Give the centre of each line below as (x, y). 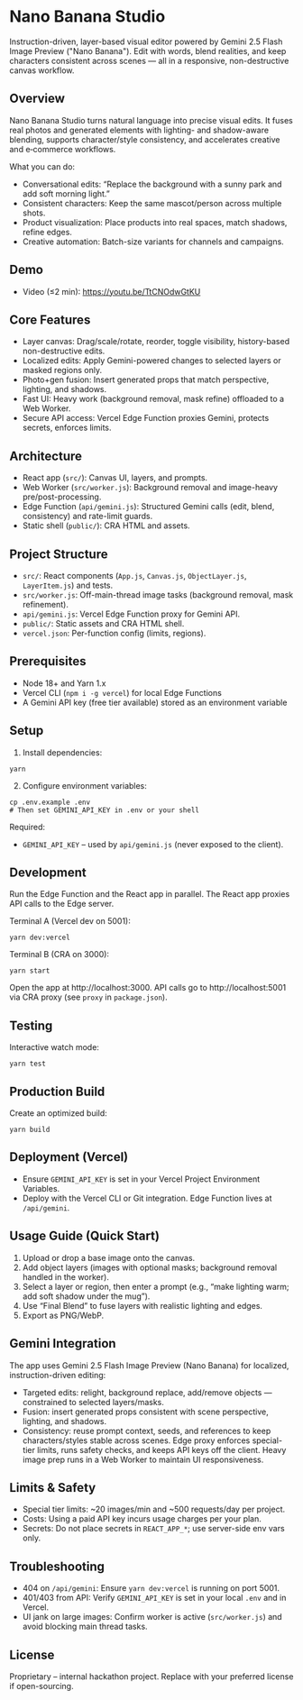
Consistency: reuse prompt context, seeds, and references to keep (147, 1430)
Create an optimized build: (59, 1113)
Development (48, 873)
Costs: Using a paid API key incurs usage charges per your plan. (142, 1519)
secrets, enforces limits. (67, 428)
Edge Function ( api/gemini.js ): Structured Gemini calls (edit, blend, (148, 507)
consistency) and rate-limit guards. (87, 516)
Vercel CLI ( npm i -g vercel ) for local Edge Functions (122, 692)
